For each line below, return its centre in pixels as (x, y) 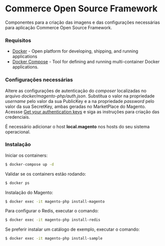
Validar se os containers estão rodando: (46, 174)
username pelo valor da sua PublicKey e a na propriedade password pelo (80, 101)
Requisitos (18, 40)
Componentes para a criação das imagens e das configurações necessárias (82, 22)
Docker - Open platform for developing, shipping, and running (75, 51)
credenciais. (18, 117)
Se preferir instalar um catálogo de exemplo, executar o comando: (72, 229)
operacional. (18, 132)
